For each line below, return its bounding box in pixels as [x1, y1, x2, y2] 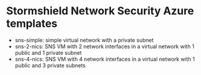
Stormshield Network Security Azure [6, 4, 194, 18]
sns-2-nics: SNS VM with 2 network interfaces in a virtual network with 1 [14, 43, 195, 50]
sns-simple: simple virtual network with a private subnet [14, 36, 154, 43]
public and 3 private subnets [14, 61, 86, 69]
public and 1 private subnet [14, 49, 82, 56]
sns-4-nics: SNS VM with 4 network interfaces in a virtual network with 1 [14, 55, 195, 62]
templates [6, 17, 58, 30]
